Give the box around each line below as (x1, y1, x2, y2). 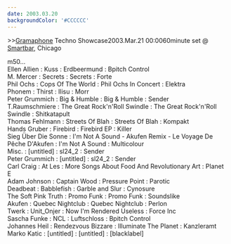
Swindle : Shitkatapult (7, 110, 70, 118)
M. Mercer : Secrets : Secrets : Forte (7, 72, 112, 81)
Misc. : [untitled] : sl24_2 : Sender (7, 147, 105, 155)
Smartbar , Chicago (7, 44, 62, 52)
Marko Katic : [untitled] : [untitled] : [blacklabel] (7, 229, 144, 238)
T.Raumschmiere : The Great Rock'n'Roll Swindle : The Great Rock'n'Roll (7, 102, 217, 110)
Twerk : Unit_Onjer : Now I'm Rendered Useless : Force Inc (7, 207, 177, 215)
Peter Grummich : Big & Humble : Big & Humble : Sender (7, 94, 170, 103)
